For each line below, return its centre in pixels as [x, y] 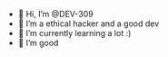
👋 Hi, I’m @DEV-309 [55, 14]
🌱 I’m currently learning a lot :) [74, 33]
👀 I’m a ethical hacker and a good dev [89, 24]
